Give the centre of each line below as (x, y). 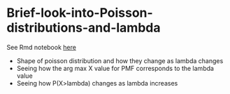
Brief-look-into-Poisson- (80, 13)
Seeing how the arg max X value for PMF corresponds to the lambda (115, 68)
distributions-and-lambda (84, 28)
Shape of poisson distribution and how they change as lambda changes (120, 60)
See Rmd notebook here (41, 47)
